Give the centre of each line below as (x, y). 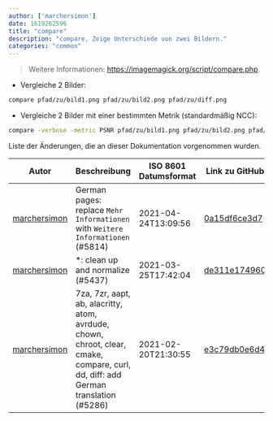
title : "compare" (38, 31)
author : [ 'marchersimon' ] (52, 16)
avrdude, (93, 323)
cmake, (90, 354)
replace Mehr (100, 210)
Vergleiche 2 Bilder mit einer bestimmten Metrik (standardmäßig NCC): (139, 115)
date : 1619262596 (38, 24)
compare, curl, (104, 364)
